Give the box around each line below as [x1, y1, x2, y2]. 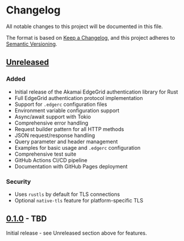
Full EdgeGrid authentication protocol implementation [14, 94, 143, 101]
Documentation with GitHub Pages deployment [14, 163, 128, 170]
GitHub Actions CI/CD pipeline [14, 156, 88, 164]
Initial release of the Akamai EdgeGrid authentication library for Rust [14, 88, 178, 95]
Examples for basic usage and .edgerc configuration [14, 144, 141, 151]
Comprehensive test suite [14, 150, 77, 157]
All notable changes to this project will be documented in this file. [6, 23, 164, 30]
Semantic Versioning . [6, 40, 57, 47]
